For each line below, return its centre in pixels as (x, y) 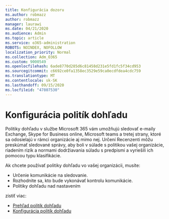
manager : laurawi (23, 24)
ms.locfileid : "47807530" (32, 90)
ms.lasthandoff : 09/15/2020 (35, 85)
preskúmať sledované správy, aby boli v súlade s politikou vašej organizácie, (85, 145)
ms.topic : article (24, 38)
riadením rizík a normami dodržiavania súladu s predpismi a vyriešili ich (79, 150)
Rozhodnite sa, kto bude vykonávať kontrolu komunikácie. (73, 181)
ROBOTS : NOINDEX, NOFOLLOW (34, 48)
